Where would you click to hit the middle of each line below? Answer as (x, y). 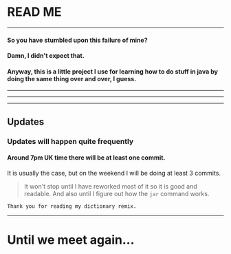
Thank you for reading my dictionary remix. (72, 206)
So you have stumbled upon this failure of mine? (77, 40)
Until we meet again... (71, 240)
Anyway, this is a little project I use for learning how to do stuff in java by (113, 71)
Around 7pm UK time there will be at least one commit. (86, 158)
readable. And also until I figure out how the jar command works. (117, 193)
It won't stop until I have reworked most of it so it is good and (110, 186)
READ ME (34, 12)
